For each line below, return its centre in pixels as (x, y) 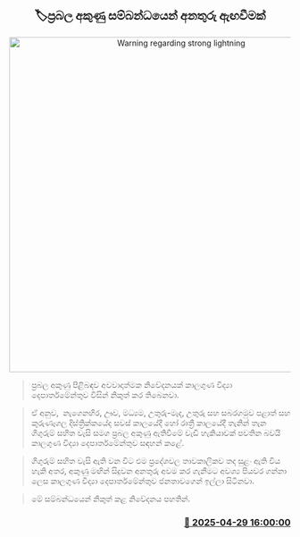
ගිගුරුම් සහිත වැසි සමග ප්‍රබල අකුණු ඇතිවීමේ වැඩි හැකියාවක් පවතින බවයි (156, 432)
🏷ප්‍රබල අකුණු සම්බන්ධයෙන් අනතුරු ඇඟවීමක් (150, 16)
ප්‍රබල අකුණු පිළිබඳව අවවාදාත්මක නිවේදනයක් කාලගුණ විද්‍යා (132, 384)
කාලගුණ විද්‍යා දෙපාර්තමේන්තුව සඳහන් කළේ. (108, 442)
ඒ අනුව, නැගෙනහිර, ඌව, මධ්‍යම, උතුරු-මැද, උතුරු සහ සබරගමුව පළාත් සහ (161, 412)
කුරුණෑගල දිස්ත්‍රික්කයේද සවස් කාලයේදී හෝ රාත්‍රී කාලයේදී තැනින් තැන (149, 423)
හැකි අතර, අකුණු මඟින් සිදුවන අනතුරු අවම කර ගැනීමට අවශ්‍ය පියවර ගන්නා (159, 470)
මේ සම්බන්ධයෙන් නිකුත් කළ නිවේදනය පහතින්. (110, 499)
